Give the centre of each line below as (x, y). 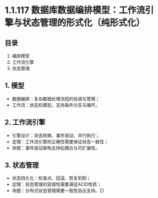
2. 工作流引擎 (25, 123)
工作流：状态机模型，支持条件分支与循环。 (56, 105)
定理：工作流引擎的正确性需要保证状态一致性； (60, 141)
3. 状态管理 (22, 165)
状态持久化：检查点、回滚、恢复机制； (51, 178)
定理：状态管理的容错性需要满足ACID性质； (57, 184)
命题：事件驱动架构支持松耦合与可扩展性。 (56, 148)
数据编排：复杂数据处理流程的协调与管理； (56, 99)
